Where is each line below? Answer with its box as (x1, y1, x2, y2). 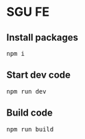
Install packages (6, 32, 78, 43)
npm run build (6, 125, 54, 133)
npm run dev (6, 87, 47, 95)
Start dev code (6, 69, 71, 81)
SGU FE (6, 4, 49, 20)
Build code (6, 107, 53, 119)
